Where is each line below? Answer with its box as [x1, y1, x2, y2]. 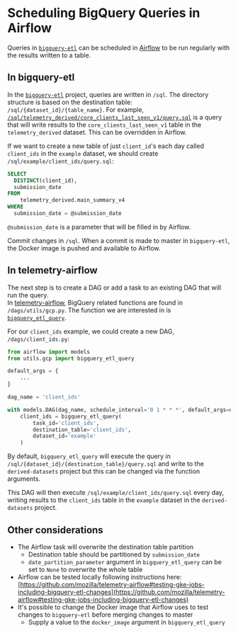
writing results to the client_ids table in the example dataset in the [7, 496, 200, 504]
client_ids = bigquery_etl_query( [20, 413, 122, 420]
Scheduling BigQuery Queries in [7, 5, 200, 21]
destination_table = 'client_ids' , [33, 426, 132, 433]
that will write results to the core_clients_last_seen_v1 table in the [7, 120, 202, 129]
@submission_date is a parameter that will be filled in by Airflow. [7, 222, 191, 231]
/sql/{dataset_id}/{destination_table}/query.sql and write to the [7, 460, 204, 468]
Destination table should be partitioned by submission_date [28, 550, 200, 559]
